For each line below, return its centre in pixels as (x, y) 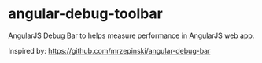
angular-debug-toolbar (85, 14)
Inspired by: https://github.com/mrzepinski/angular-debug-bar (109, 50)
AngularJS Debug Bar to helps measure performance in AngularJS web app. (131, 35)
